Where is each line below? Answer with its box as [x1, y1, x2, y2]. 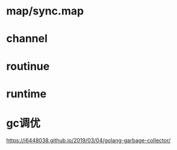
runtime [6, 87, 47, 101]
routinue [6, 59, 50, 73]
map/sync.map [6, 4, 84, 18]
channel [6, 32, 48, 46]
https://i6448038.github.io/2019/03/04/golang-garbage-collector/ [6, 137, 171, 144]
